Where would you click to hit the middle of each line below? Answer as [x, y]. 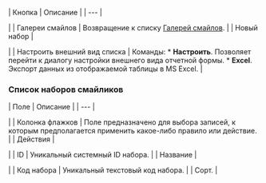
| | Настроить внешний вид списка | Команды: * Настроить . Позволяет [130, 52]
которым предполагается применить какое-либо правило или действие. [133, 131]
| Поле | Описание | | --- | [52, 107]
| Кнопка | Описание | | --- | [55, 12]
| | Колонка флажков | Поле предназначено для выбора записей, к [122, 122]
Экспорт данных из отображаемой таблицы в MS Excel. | [105, 69]
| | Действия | [32, 139]
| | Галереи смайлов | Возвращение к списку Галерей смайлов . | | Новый [133, 28]
